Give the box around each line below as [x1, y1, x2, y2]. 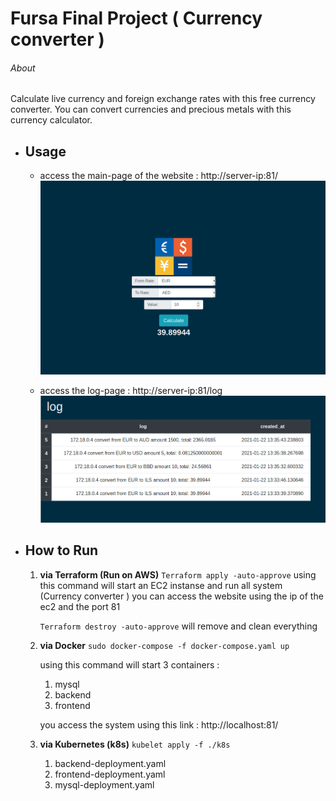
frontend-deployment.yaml [54, 768, 166, 780]
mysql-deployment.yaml [54, 778, 155, 791]
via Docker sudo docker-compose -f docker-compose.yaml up [39, 639, 290, 651]
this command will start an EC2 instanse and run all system [39, 579, 283, 591]
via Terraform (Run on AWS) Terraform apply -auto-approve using [39, 568, 317, 581]
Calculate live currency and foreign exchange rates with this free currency [10, 93, 316, 105]
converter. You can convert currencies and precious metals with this [10, 103, 292, 116]
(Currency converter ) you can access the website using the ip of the [39, 590, 324, 602]
